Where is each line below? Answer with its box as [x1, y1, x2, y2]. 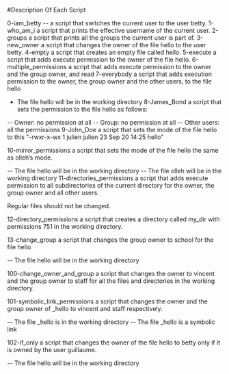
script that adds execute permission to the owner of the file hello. [7, 55, 191, 64]
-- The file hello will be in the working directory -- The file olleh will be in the [7, 167, 222, 175]
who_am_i [7, 27, 36, 34]
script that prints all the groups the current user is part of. [33, 34, 196, 42]
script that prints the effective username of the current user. [41, 27, 211, 34]
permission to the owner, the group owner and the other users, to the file [7, 77, 212, 85]
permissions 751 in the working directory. [7, 223, 123, 230]
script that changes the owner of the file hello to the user [46, 41, 206, 49]
